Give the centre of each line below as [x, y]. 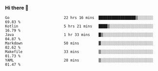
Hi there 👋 [17, 8]
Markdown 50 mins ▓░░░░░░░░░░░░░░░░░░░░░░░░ [79, 43]
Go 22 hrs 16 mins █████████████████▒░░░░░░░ [79, 18]
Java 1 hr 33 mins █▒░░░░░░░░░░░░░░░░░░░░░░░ [79, 35]
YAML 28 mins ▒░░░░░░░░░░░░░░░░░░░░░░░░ [79, 60]
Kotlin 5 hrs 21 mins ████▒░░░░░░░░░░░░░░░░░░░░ [79, 26]
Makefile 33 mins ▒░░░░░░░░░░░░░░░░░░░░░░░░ [79, 52]
